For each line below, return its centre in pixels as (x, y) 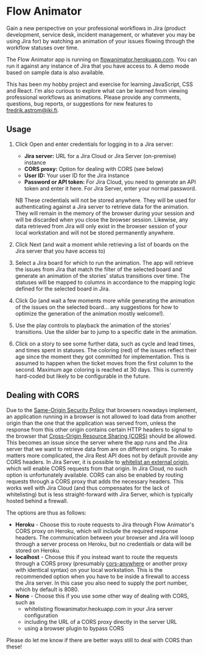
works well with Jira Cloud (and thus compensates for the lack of (88, 488)
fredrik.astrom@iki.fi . (33, 110)
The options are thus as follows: (46, 512)
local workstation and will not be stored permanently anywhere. (95, 233)
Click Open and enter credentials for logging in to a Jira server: (94, 144)
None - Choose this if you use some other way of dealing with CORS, (102, 596)
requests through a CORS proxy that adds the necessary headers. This (95, 481)
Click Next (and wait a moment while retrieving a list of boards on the (102, 244)
